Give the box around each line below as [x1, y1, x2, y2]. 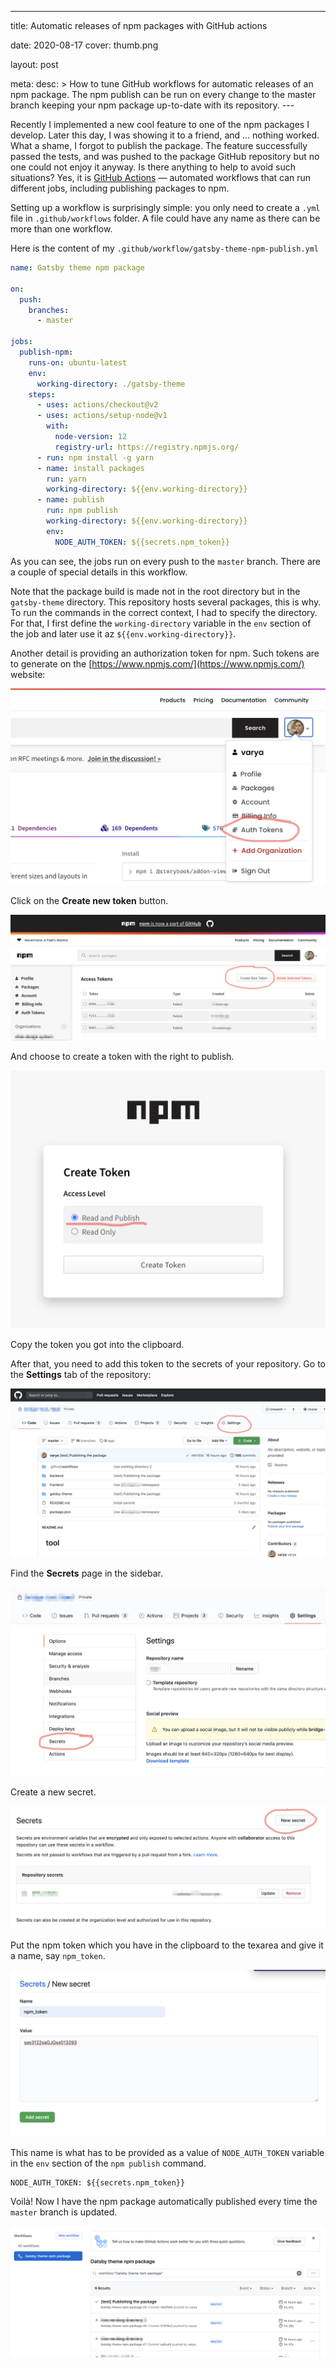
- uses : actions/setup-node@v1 [36, 411, 168, 421]
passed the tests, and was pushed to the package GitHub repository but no [10, 151, 320, 162]
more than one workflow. [10, 223, 113, 235]
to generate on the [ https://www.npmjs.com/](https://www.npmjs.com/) [10, 657, 305, 670]
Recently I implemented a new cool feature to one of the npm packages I [10, 119, 310, 130]
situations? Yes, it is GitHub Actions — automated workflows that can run [10, 172, 312, 183]
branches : [28, 305, 70, 315]
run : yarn [46, 474, 87, 484]
